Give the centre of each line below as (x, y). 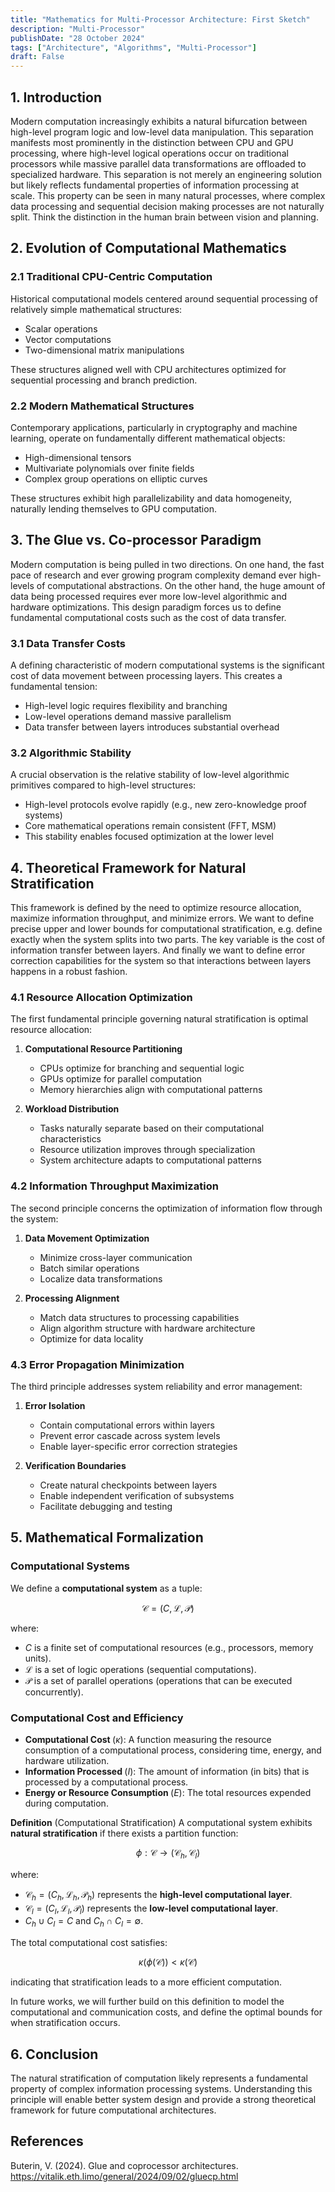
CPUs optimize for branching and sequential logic (142, 1068)
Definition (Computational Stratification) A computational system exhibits (161, 1823)
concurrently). (54, 1692)
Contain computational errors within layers (127, 1425)
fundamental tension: (54, 687)
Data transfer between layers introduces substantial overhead (152, 727)
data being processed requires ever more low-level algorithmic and (149, 596)
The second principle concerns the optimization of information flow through (166, 1208)
